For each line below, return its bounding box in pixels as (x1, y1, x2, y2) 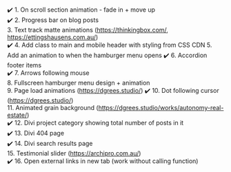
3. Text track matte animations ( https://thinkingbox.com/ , (7, 26, 169, 34)
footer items (7, 61, 42, 69)
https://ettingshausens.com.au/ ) (7, 33, 99, 41)
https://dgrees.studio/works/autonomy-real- (98, 104, 224, 111)
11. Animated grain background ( (7, 104, 99, 111)
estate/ (7, 111, 28, 119)
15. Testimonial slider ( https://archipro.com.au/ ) (7, 149, 141, 157)
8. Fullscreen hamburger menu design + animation (7, 78, 150, 87)
